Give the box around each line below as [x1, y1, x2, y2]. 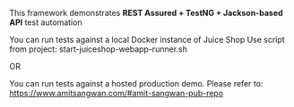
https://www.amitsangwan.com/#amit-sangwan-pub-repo [9, 88, 224, 98]
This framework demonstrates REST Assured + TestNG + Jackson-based [9, 8, 284, 18]
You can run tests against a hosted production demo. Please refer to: [9, 78, 264, 88]
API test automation [9, 17, 82, 28]
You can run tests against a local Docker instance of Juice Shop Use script [9, 35, 285, 45]
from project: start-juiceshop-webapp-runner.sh [9, 44, 188, 54]
